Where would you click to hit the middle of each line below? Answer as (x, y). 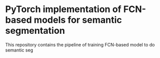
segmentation (35, 31)
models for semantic (78, 20)
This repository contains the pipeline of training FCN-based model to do (80, 44)
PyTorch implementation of (63, 9)
